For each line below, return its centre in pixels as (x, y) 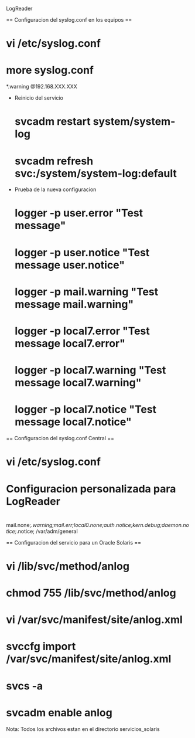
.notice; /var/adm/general (47, 531)
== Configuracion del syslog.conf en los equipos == (69, 20)
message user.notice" (69, 265)
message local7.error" (70, 344)
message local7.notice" (73, 422)
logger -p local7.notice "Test (85, 409)
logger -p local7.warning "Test (90, 370)
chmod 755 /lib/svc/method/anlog (91, 593)
